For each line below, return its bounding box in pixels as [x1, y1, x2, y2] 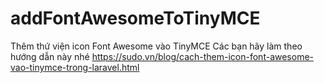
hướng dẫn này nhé [10, 50, 90, 62]
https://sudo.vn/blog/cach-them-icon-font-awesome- [91, 50, 315, 62]
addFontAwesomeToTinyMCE [10, 7, 261, 30]
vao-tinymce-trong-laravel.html [10, 61, 140, 73]
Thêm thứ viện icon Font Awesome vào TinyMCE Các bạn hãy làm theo [10, 40, 303, 52]
